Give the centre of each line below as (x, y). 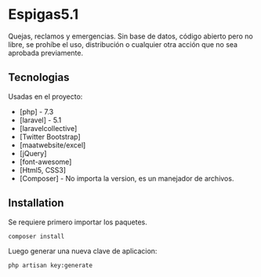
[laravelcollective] (48, 128)
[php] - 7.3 (36, 111)
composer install (36, 236)
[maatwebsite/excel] (53, 145)
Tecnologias (39, 77)
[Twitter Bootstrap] (50, 137)
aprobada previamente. (46, 53)
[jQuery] (33, 153)
